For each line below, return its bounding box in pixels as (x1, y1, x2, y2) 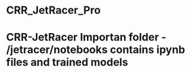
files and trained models (6, 55, 129, 69)
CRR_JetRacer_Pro (6, 4, 101, 17)
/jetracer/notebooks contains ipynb (6, 43, 186, 57)
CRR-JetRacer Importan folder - (6, 31, 167, 44)
